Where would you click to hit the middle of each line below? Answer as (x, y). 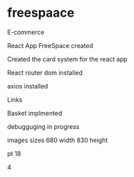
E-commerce (26, 32)
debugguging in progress (43, 126)
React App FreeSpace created (50, 45)
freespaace (41, 13)
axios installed (28, 86)
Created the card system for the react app (67, 59)
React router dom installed (45, 72)
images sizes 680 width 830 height (58, 140)
